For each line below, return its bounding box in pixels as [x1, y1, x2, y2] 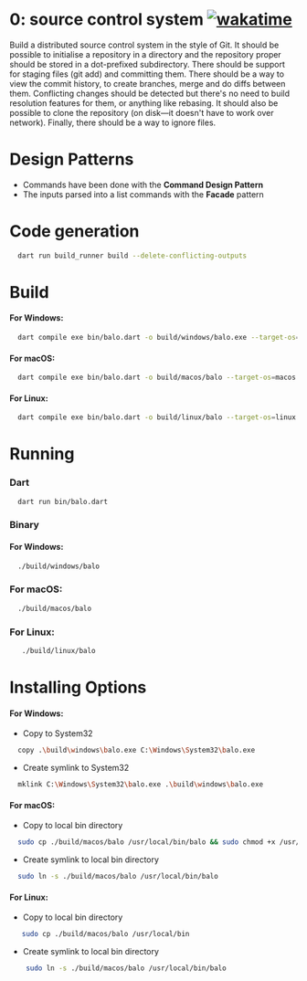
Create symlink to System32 [22, 763, 130, 774]
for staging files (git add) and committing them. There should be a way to [9, 69, 285, 79]
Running [9, 444, 75, 465]
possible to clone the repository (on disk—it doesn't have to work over [9, 107, 274, 118]
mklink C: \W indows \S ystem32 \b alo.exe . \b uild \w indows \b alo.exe [17, 780, 263, 789]
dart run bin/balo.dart [17, 497, 108, 506]
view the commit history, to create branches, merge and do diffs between [9, 78, 286, 89]
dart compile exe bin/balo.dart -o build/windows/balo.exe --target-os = [17, 333, 301, 343]
